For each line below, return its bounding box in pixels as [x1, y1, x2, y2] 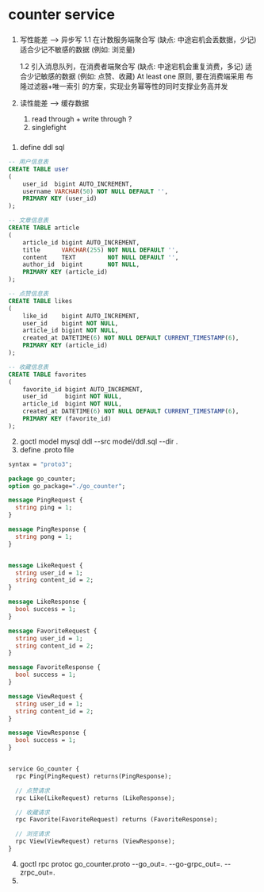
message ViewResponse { [8, 729, 87, 737]
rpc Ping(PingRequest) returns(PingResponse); [15, 772, 172, 780]
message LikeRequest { [8, 561, 83, 569]
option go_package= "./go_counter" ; [8, 482, 126, 490]
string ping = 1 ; [15, 504, 73, 512]
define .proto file [19, 444, 75, 454]
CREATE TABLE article [8, 224, 80, 232]
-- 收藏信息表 [8, 363, 49, 371]
